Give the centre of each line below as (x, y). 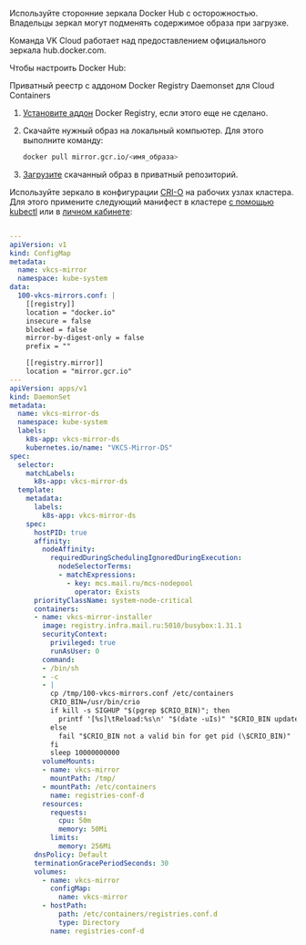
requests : (69, 812)
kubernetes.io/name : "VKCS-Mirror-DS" (99, 447)
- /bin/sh (61, 668)
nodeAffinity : (69, 550)
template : (36, 490)
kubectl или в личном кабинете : (71, 211)
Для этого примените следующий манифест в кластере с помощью (142, 202)
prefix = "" (48, 347)
